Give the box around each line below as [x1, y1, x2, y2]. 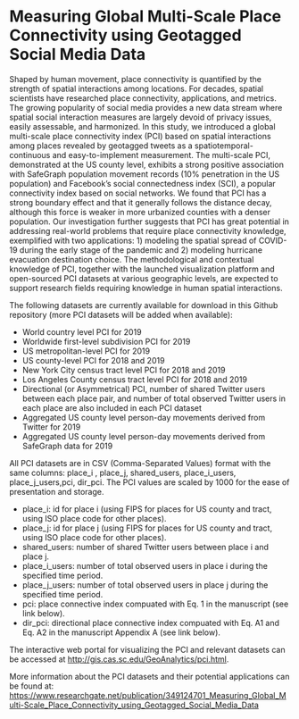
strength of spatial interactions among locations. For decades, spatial [9, 83, 264, 94]
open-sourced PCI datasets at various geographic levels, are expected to [9, 272, 278, 283]
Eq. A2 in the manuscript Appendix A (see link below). [21, 627, 221, 638]
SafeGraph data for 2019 [21, 440, 113, 451]
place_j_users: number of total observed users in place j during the [21, 579, 269, 590]
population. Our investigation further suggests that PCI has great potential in [9, 216, 290, 227]
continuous [9, 149, 51, 160]
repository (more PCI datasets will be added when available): [9, 309, 234, 320]
